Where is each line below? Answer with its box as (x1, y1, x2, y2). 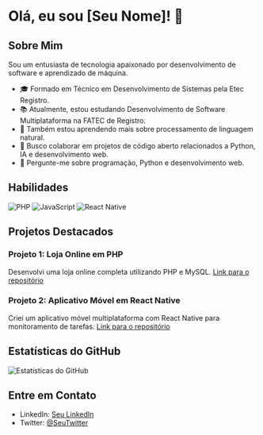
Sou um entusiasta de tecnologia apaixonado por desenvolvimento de (8, 60, 236, 69)
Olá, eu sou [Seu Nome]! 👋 (8, 7, 184, 25)
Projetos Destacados (8, 225, 113, 239)
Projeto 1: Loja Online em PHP (8, 249, 124, 260)
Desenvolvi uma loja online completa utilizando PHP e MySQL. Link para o (8, 267, 250, 276)
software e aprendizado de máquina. (8, 68, 128, 78)
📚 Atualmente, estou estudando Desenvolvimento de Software (19, 105, 226, 114)
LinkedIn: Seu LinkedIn (19, 410, 94, 419)
